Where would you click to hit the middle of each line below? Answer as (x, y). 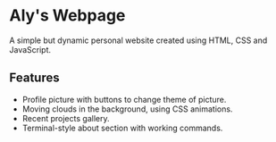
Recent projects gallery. (66, 118)
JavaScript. (30, 49)
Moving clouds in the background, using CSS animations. (127, 109)
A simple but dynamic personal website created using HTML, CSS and (138, 40)
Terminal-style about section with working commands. (122, 128)
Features (34, 78)
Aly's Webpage (67, 16)
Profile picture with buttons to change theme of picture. (124, 99)
